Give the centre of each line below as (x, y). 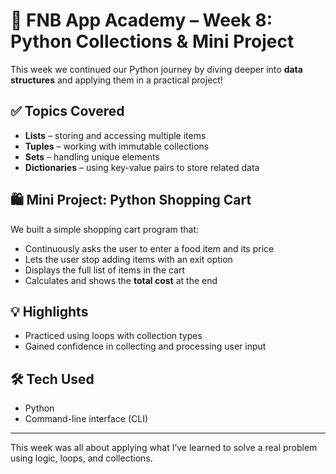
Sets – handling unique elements (92, 156)
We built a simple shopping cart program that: (105, 229)
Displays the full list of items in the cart (105, 270)
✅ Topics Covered (67, 111)
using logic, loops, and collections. (81, 458)
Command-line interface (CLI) (86, 419)
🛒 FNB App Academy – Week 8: (141, 20)
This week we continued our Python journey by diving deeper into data (156, 69)
